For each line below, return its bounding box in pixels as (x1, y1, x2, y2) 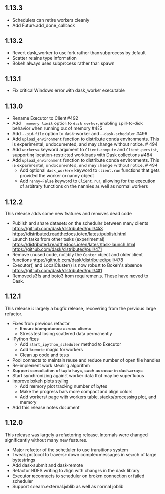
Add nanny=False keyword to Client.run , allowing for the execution (19, 178, 156, 184)
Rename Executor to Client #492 (12, 115, 79, 121)
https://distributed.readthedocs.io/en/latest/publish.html (12, 231, 127, 237)
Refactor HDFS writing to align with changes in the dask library (12, 467, 140, 473)
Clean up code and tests (19, 352, 69, 358)
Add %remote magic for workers (19, 346, 83, 352)
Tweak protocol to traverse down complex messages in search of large (12, 452, 157, 457)
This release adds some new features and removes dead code (5, 211, 132, 217)
